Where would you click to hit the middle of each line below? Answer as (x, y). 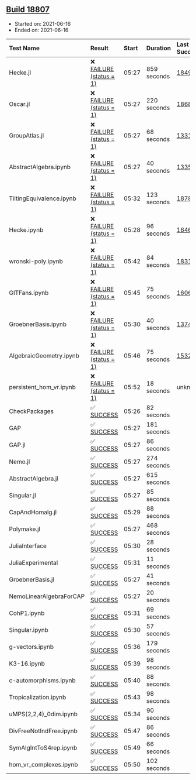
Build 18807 (28, 10)
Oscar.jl (20, 104)
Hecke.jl (20, 73)
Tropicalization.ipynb (38, 697)
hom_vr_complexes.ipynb (43, 764)
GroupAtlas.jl (27, 135)
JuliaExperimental (34, 562)
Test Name (24, 48)
